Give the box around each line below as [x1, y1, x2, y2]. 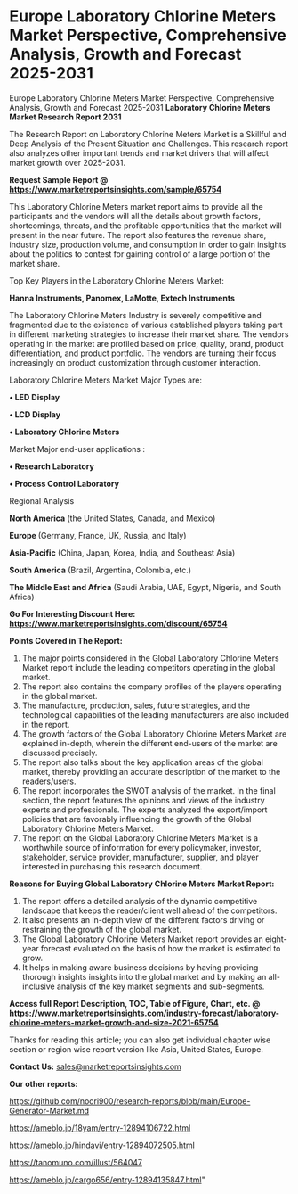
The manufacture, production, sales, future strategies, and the [21, 700, 251, 711]
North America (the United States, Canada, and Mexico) [9, 513, 216, 523]
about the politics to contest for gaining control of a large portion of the [9, 248, 270, 259]
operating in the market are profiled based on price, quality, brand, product [9, 338, 285, 349]
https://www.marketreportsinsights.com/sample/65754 [9, 184, 222, 194]
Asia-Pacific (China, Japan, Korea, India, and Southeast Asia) [9, 547, 236, 558]
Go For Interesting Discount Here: [9, 608, 136, 619]
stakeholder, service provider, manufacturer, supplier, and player [21, 852, 260, 862]
